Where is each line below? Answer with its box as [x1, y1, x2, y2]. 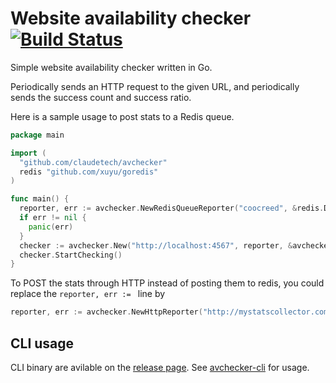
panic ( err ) [28, 222, 74, 232]
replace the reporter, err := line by [10, 288, 166, 300]
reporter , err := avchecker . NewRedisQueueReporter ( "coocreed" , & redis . [19, 203, 325, 214]
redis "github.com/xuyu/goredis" [19, 167, 159, 177]
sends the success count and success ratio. [10, 91, 192, 103]
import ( [10, 148, 47, 158]
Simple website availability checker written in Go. [10, 61, 213, 73]
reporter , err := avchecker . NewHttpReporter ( [10, 307, 203, 317]
